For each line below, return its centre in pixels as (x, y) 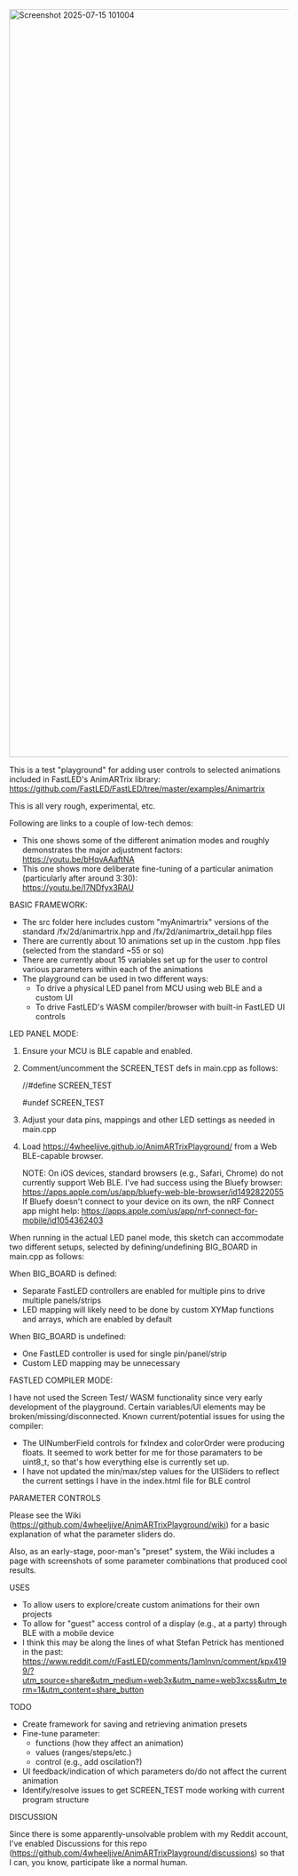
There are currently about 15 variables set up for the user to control (145, 960)
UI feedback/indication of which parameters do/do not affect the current (154, 1771)
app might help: (51, 1211)
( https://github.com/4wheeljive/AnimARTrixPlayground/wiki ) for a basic (139, 1525)
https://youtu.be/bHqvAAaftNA (78, 859)
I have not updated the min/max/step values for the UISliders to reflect (150, 1471)
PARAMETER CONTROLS (55, 1498)
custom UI (54, 998)
